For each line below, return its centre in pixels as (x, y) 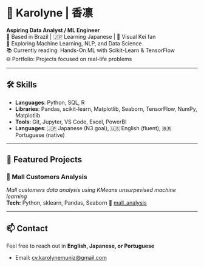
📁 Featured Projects (44, 160)
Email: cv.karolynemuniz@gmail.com (61, 258)
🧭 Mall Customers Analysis (47, 177)
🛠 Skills (22, 85)
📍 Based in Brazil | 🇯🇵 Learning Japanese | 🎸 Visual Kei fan (81, 36)
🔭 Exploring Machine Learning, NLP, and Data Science (74, 43)
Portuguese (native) (40, 135)
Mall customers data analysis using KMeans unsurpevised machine (91, 190)
